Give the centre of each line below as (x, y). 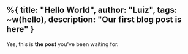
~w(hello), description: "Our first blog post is (94, 20)
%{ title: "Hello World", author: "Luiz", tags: (92, 10)
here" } (21, 29)
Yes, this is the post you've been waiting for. (62, 44)
